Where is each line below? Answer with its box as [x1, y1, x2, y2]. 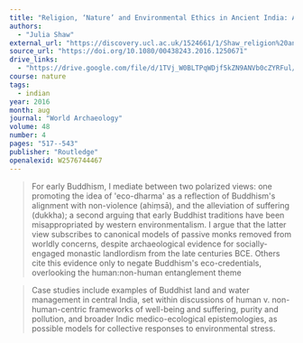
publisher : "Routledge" [9, 147, 99, 156]
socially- [235, 238, 268, 249]
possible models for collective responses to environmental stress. [31, 322, 276, 334]
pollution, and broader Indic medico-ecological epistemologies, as [31, 313, 278, 324]
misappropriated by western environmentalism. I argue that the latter [31, 218, 287, 230]
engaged [31, 247, 65, 258]
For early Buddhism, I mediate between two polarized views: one [31, 181, 272, 191]
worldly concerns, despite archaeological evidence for [31, 238, 234, 249]
